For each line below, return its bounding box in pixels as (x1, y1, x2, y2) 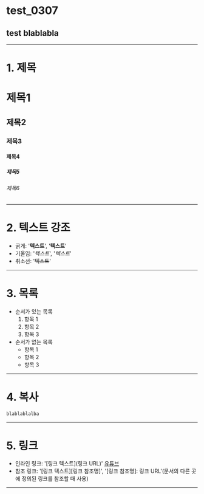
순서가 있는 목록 (15, 307, 53, 315)
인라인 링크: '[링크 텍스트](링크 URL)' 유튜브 (15, 460, 120, 467)
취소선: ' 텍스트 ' (15, 257, 52, 264)
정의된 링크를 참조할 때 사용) (21, 475, 89, 482)
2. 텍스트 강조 (6, 221, 71, 235)
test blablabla (6, 28, 59, 38)
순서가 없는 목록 (15, 338, 53, 345)
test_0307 (6, 4, 59, 18)
